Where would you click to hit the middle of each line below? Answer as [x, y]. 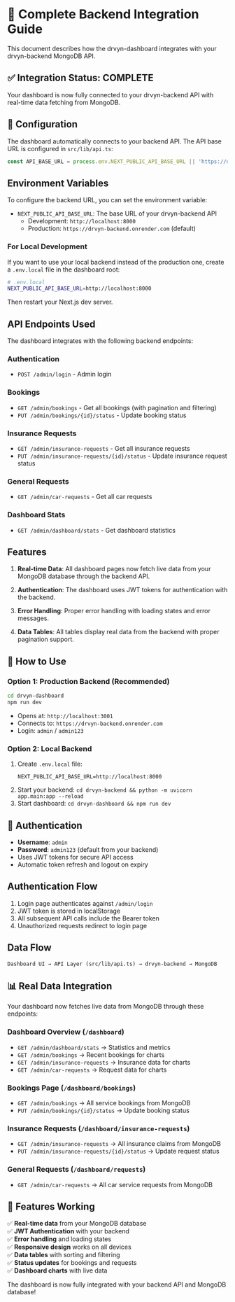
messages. [33, 618]
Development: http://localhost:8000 [82, 221]
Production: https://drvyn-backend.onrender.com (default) [112, 229]
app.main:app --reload [50, 797]
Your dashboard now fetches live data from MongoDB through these [106, 1007]
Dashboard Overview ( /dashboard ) [66, 1032]
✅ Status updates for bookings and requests [72, 1263]
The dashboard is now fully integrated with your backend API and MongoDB [117, 1284]
